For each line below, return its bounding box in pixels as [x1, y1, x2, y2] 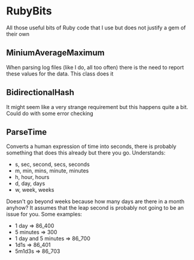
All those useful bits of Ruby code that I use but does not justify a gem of [6, 24, 186, 31]
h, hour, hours [14, 174, 50, 181]
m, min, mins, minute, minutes [14, 167, 89, 174]
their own [6, 30, 30, 37]
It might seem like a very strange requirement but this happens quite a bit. [6, 103, 189, 110]
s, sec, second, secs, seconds [14, 161, 90, 168]
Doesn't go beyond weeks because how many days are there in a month [6, 198, 184, 205]
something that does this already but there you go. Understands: [6, 149, 166, 156]
